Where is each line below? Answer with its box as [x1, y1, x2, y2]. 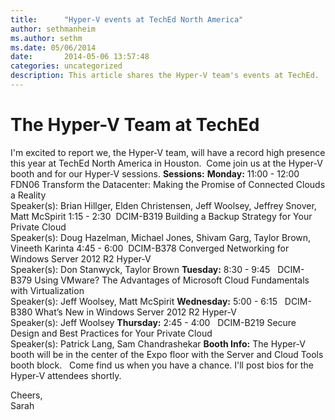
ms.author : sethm [10, 33, 83, 43]
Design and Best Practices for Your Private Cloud [10, 327, 213, 339]
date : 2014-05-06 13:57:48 [10, 52, 150, 62]
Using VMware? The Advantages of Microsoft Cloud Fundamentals [34, 274, 310, 286]
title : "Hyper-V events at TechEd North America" [10, 14, 244, 25]
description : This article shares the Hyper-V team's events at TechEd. [10, 71, 320, 81]
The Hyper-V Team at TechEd [10, 114, 260, 136]
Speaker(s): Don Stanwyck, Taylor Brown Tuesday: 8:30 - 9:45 [10, 263, 271, 275]
